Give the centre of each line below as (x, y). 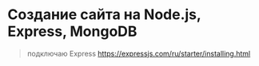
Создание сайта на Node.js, (104, 15)
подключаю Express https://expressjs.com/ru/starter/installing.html (139, 53)
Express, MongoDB (72, 31)
